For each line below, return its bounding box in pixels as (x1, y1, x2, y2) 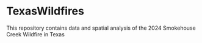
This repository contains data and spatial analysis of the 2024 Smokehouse (6, 24, 197, 31)
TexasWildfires (6, 4, 84, 18)
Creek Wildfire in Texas (6, 30, 65, 38)
